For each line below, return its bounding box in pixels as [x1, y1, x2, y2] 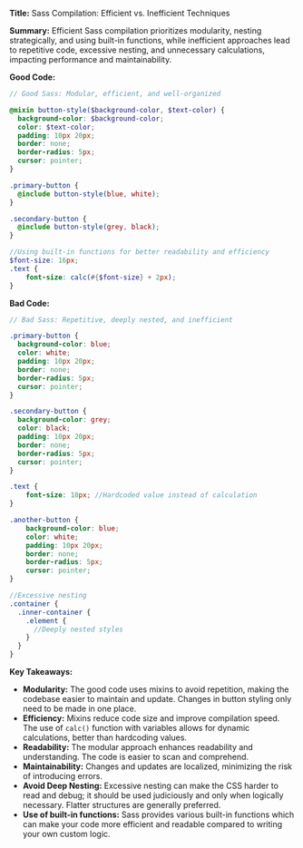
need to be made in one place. [22, 703, 137, 714]
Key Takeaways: [9, 667, 73, 677]
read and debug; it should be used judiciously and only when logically [22, 790, 284, 801]
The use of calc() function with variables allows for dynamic [22, 723, 250, 733]
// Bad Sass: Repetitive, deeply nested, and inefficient [9, 315, 233, 325]
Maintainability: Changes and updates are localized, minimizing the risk [22, 761, 293, 772]
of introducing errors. [22, 771, 103, 781]
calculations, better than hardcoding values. [22, 732, 188, 743]
